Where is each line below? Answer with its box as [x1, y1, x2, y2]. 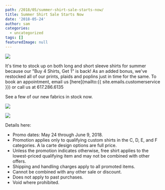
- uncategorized [9, 30, 43, 35]
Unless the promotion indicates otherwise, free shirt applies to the [12, 148, 149, 154]
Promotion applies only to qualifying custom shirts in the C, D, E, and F [12, 137, 157, 143]
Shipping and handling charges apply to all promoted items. [12, 163, 135, 170]
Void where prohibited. [12, 179, 59, 185]
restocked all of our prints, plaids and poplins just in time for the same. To [5, 73, 156, 79]
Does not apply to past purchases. [12, 174, 83, 180]
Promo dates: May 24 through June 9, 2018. [12, 132, 103, 138]
